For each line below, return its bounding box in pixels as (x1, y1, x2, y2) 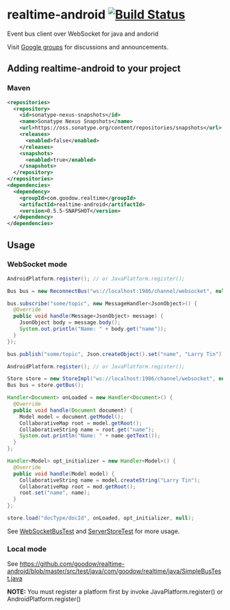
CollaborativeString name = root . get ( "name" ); (19, 426, 155, 433)
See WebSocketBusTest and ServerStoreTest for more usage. (7, 527, 180, 535)
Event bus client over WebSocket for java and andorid (7, 30, 159, 38)
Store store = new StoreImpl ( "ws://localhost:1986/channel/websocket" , (7, 375, 216, 382)
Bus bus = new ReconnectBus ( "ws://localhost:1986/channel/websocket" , (7, 288, 213, 294)
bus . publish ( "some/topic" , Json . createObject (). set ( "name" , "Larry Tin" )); (7, 351, 228, 357)
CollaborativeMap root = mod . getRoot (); (19, 483, 136, 490)
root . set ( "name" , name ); (19, 489, 90, 497)
